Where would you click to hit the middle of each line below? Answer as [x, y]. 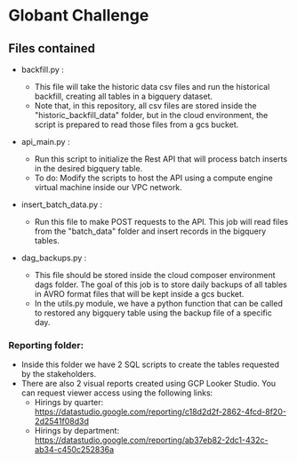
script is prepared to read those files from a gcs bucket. [136, 124]
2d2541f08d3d [62, 421]
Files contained [52, 48]
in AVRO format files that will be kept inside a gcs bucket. [139, 294]
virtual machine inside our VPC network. [108, 187]
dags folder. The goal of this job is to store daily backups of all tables [161, 284]
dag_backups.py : [54, 258]
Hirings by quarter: [69, 403]
